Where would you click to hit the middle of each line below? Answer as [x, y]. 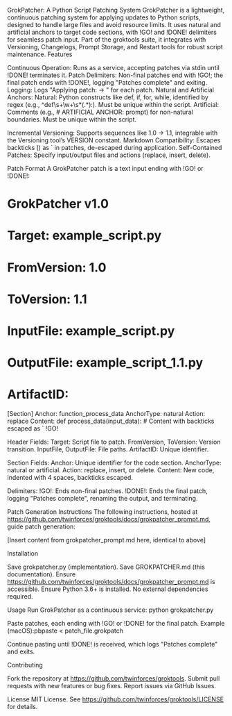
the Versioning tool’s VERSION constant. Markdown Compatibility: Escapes [114, 140]
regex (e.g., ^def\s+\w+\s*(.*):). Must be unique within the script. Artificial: [113, 105]
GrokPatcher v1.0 [58, 204]
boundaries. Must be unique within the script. [72, 119]
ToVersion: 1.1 [47, 299]
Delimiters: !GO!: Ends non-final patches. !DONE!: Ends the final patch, [107, 491]
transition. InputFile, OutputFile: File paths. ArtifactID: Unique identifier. [108, 449]
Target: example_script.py [84, 236]
